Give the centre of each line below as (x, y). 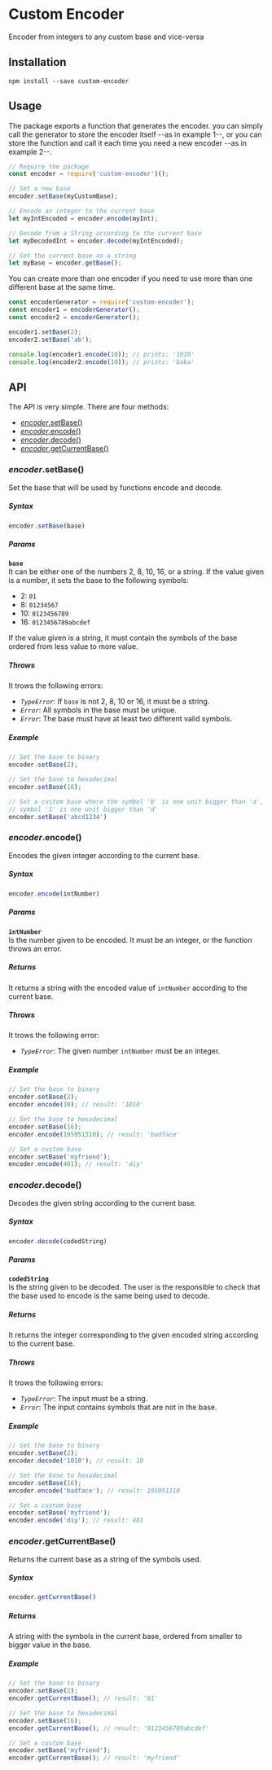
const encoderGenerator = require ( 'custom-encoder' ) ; (102, 302)
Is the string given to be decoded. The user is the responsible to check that (134, 1287)
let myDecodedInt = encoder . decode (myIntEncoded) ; (96, 241)
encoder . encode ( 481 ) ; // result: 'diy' (76, 1164)
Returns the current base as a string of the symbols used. (105, 1559)
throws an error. (35, 949)
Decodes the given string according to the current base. (103, 1203)
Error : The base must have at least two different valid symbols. (126, 719)
